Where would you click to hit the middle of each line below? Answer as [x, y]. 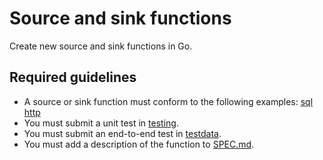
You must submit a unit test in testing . [101, 123]
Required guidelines [73, 77]
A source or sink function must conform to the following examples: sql [168, 101]
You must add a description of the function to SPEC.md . [139, 144]
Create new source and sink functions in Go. [101, 46]
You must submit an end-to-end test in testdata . [122, 133]
